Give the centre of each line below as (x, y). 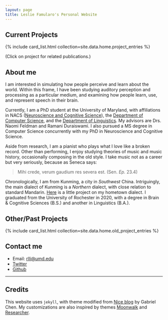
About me (21, 72)
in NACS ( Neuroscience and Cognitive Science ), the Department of (74, 115)
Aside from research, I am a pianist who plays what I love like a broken (77, 146)
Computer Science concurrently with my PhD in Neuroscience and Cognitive (84, 131)
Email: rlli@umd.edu (33, 258)
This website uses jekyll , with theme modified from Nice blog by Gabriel (80, 301)
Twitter (20, 264)
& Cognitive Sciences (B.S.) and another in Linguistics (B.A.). (67, 203)
